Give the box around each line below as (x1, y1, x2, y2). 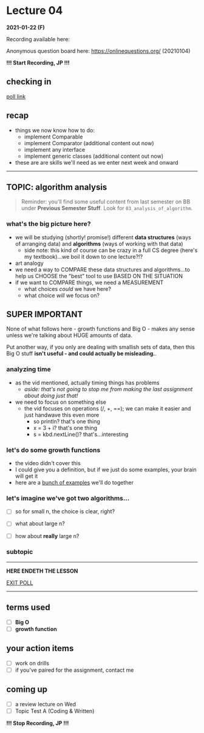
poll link (6, 92, 26, 100)
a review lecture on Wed (15, 700, 76, 707)
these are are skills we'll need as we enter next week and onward (15, 159, 178, 166)
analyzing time (6, 365, 51, 373)
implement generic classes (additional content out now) (24, 152, 164, 160)
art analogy (15, 259, 44, 267)
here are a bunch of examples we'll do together (15, 479, 134, 486)
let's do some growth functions (6, 446, 101, 454)
